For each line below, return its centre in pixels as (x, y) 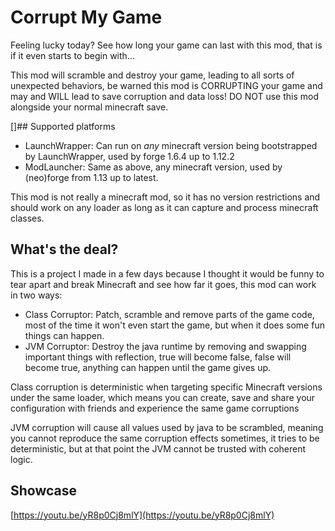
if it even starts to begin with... (72, 55)
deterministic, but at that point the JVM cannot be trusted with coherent (158, 448)
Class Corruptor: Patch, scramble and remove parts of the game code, (169, 314)
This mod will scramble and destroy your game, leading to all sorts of (152, 75)
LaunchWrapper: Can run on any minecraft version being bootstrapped (171, 145)
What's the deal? (64, 249)
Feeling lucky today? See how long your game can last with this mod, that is (166, 45)
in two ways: (36, 295)
